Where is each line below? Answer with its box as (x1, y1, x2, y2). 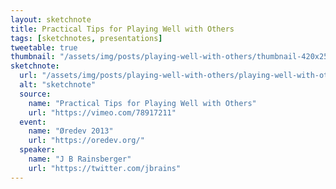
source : (19, 89, 52, 99)
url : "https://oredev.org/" (28, 136, 145, 146)
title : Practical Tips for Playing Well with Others (10, 24, 235, 34)
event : (19, 117, 47, 127)
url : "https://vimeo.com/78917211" (28, 107, 177, 118)
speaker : (19, 145, 56, 155)
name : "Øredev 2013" (28, 126, 114, 136)
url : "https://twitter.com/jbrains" (28, 163, 182, 173)
